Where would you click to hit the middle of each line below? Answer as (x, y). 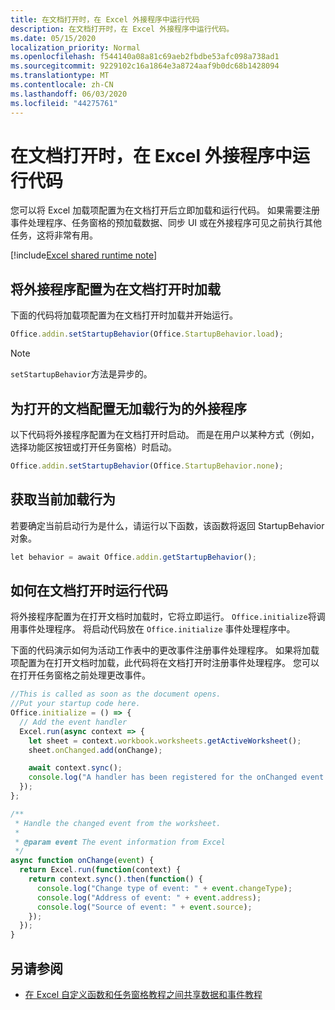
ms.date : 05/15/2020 (53, 38)
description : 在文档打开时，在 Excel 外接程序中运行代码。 (122, 29)
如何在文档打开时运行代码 (89, 590)
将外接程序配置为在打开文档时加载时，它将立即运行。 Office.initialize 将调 (168, 617)
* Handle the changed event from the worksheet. (118, 823)
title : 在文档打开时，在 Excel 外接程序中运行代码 (105, 19)
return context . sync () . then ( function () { (115, 879)
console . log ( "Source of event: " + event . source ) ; (144, 907)
